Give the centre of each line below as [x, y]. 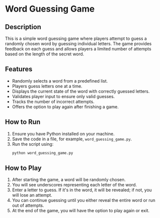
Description [23, 27]
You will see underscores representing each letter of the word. [74, 185]
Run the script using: [33, 144]
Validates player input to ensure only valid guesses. [63, 96]
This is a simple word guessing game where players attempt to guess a [76, 38]
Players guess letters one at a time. [47, 86]
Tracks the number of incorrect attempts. [53, 101]
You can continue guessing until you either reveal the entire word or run [84, 201]
